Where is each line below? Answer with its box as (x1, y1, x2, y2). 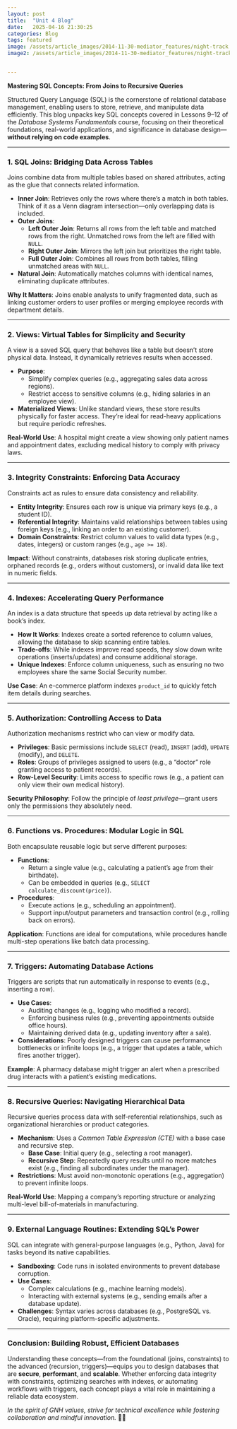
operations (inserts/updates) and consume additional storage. (17, 653, 197, 661)
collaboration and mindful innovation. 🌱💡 (7, 1413, 127, 1421)
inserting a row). (7, 984, 55, 993)
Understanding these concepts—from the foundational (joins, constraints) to (7, 1354, 229, 1363)
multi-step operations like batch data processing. (7, 937, 150, 946)
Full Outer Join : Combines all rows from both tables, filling (28, 254, 198, 263)
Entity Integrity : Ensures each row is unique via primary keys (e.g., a (17, 502, 218, 511)
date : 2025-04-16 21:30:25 (7, 23, 93, 30)
